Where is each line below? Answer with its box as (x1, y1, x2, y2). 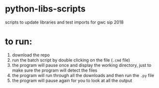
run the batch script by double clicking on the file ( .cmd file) (12, 57, 130, 63)
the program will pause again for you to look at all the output (12, 77, 132, 83)
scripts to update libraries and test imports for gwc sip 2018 (5, 19, 124, 25)
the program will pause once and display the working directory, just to (12, 62, 151, 68)
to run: (5, 36, 32, 47)
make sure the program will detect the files (12, 67, 98, 73)
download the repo (12, 52, 50, 58)
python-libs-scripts (5, 3, 86, 14)
